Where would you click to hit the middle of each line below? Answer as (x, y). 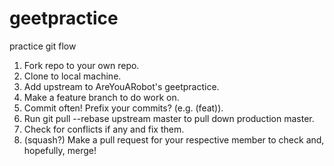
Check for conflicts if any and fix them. (104, 129)
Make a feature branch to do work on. (101, 97)
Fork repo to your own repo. (81, 65)
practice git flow (43, 46)
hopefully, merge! (60, 150)
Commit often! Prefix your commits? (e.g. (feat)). (123, 108)
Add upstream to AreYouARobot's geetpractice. (121, 86)
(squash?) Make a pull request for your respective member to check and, (174, 139)
